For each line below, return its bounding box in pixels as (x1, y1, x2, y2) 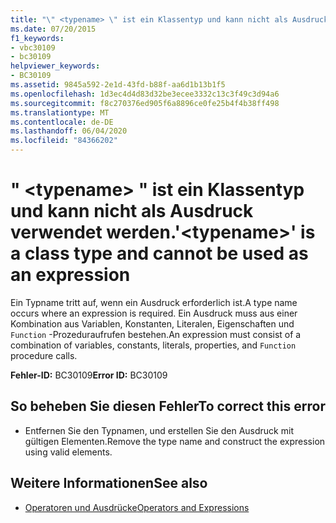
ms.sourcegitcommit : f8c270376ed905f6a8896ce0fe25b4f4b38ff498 (10, 98, 280, 108)
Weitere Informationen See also (10, 475, 208, 492)
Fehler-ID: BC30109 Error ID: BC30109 (10, 369, 168, 381)
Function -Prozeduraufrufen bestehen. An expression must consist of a (10, 328, 302, 340)
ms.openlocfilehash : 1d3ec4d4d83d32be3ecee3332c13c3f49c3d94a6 (10, 89, 280, 99)
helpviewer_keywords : (10, 61, 101, 71)
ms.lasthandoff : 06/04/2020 (10, 126, 128, 136)
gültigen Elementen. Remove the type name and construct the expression (24, 435, 326, 447)
